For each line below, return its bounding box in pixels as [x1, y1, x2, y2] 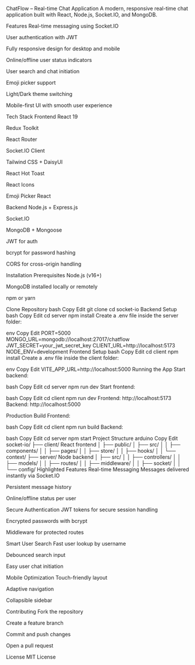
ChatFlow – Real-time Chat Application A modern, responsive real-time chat [6, 5, 189, 12]
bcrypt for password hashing [6, 249, 76, 256]
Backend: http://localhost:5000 [6, 401, 81, 408]
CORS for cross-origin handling [6, 260, 82, 267]
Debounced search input [6, 552, 66, 558]
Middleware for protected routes [6, 529, 84, 536]
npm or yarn [6, 295, 36, 301]
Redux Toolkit [6, 125, 39, 131]
